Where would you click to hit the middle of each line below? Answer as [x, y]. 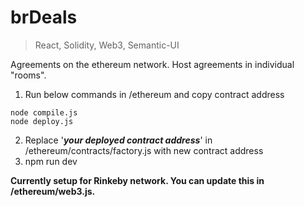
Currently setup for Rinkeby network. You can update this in [137, 180]
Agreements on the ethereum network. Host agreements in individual [152, 64]
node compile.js [44, 112]
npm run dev [51, 161]
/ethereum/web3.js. [53, 191]
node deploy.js [42, 121]
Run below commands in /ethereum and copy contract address [154, 94]
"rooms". [28, 75]
